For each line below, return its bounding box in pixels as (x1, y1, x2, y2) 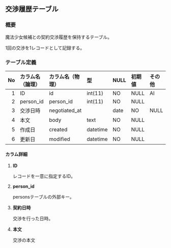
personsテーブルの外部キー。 (12, 194, 75, 200)
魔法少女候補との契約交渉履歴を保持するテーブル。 (5, 34, 112, 40)
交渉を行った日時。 (12, 215, 53, 222)
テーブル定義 (5, 59, 37, 66)
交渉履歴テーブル (5, 5, 59, 14)
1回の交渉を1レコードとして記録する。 (5, 45, 85, 51)
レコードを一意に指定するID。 (12, 173, 75, 179)
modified (49, 135, 70, 143)
